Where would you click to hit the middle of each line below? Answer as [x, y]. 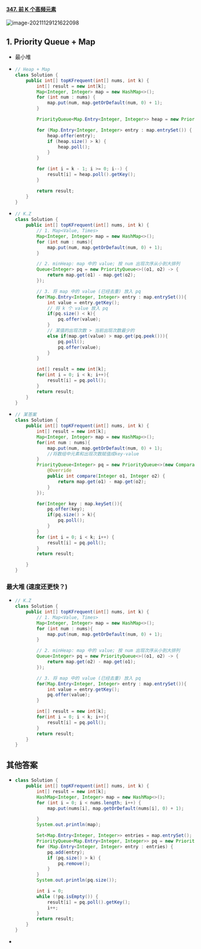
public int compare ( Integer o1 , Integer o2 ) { [106, 476]
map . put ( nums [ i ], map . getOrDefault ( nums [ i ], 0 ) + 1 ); [115, 808]
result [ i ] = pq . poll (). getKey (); [89, 902]
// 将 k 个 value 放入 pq [77, 308]
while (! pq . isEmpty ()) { [68, 896]
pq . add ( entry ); [66, 852]
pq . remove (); [74, 863]
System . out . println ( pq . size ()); [77, 880]
